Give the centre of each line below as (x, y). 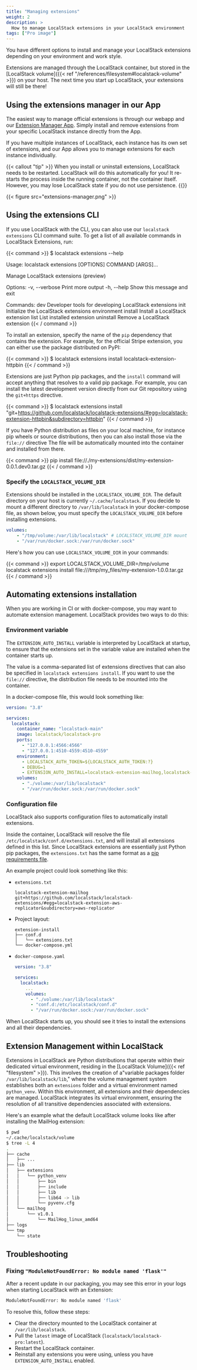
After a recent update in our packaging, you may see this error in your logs (96, 1284)
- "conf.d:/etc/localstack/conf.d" (74, 1005)
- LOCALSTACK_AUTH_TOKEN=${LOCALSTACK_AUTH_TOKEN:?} (87, 762)
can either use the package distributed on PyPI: (64, 347)
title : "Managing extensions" (43, 11)
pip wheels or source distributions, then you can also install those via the (94, 436)
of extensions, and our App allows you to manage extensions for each (90, 149)
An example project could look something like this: (67, 871)
